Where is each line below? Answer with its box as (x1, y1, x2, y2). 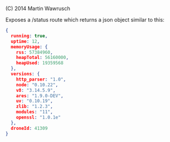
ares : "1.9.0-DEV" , (16, 93, 64, 99)
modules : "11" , (16, 109, 53, 115)
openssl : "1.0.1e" (16, 115, 61, 120)
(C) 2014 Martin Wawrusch (5, 5, 71, 12)
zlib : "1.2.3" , (16, 103, 53, 110)
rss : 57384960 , (16, 49, 53, 55)
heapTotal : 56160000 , (16, 55, 69, 61)
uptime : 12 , (11, 38, 40, 44)
